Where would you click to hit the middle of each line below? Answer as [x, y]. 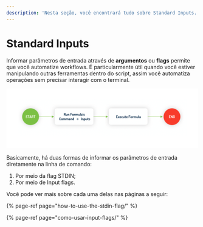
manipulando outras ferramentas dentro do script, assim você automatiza [98, 73]
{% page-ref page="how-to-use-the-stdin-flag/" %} [72, 206]
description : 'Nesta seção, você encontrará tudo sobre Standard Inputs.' [103, 13]
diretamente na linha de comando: [49, 164]
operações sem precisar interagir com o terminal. [68, 80]
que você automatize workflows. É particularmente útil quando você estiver [101, 67]
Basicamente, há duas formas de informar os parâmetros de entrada [92, 158]
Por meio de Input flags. [45, 183]
